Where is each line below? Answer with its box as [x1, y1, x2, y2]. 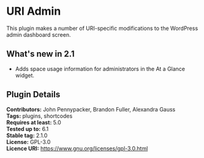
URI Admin [6, 4, 61, 18]
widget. [15, 72, 35, 79]
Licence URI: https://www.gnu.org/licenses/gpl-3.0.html [6, 145, 148, 152]
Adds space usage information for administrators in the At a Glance [15, 65, 186, 72]
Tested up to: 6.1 [6, 125, 49, 132]
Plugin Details [6, 89, 61, 100]
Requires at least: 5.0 [6, 118, 61, 126]
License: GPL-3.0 [6, 138, 51, 145]
